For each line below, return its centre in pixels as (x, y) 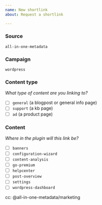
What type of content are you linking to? (47, 93)
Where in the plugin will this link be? (42, 138)
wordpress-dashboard (34, 188)
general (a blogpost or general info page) (54, 102)
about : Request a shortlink (34, 14)
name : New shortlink (27, 10)
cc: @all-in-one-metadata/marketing (43, 197)
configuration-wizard (35, 154)
